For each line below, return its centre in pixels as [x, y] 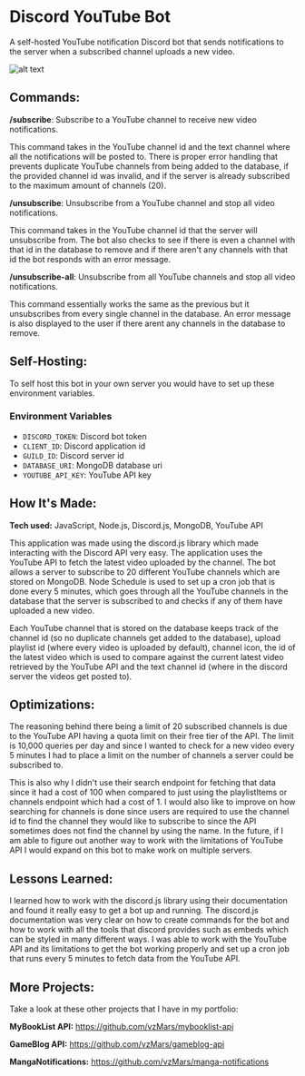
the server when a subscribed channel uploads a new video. [123, 51]
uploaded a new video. [52, 610]
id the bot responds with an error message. [90, 259]
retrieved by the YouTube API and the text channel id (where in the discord [148, 666]
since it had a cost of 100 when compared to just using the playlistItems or [148, 793]
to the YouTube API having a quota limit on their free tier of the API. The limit [152, 736]
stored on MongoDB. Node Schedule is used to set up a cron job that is [142, 581]
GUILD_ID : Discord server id [73, 455]
